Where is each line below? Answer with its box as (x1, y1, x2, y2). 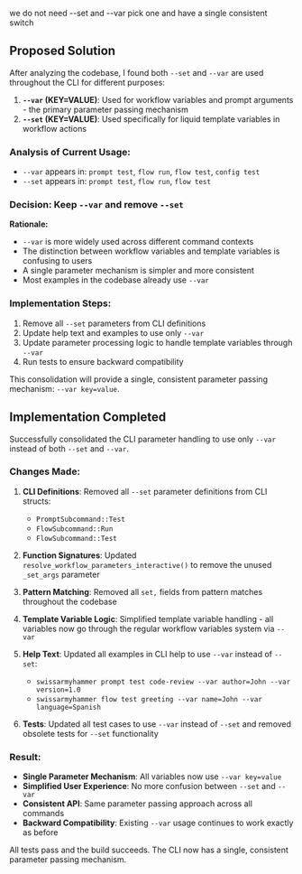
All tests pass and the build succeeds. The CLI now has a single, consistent (9, 844, 288, 856)
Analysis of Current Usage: (9, 145, 131, 158)
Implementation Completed (9, 410, 167, 425)
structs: (22, 496, 51, 507)
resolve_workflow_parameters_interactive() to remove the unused (22, 559, 272, 570)
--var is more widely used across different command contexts (22, 237, 254, 247)
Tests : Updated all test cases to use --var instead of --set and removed (22, 718, 291, 730)
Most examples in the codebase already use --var (22, 274, 210, 285)
